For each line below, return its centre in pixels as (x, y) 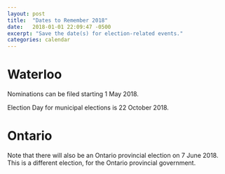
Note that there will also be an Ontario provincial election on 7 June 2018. (113, 155)
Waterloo (35, 75)
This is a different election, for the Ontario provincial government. (102, 163)
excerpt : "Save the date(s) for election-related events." (95, 33)
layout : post (26, 14)
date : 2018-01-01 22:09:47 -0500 (59, 27)
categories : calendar (39, 40)
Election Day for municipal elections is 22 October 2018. (88, 108)
